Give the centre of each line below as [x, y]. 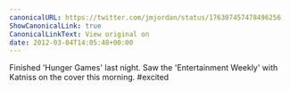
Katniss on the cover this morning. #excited [89, 78]
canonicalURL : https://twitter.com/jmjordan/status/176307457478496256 [145, 17]
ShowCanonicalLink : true [55, 26]
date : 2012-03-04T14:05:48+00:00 [71, 42]
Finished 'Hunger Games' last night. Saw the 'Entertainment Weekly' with [144, 68]
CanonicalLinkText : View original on [79, 34]
